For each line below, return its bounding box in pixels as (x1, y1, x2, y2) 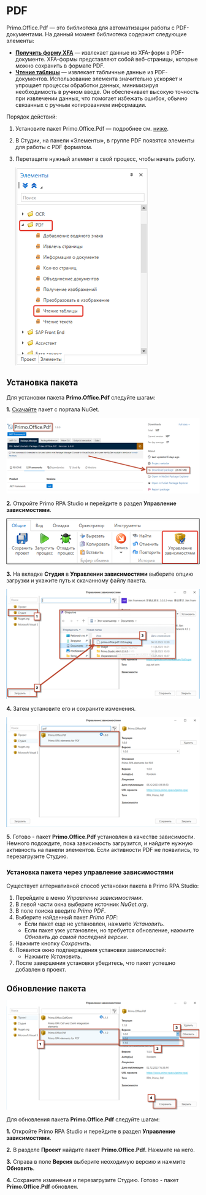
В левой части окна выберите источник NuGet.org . (15, 900, 148, 908)
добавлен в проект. (15, 965, 66, 973)
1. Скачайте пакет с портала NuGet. (6, 406, 100, 413)
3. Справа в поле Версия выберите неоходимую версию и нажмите (6, 1158, 186, 1166)
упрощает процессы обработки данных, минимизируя (15, 81, 158, 89)
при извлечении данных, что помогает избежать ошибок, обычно (15, 95, 188, 102)
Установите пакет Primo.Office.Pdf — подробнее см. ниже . (15, 125, 169, 132)
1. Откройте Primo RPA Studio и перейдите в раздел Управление (6, 1127, 176, 1135)
